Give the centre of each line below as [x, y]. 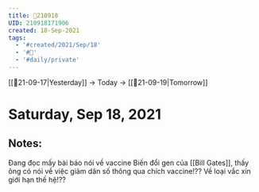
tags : [17, 38]
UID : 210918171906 [39, 23]
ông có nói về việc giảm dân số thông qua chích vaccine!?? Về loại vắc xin [130, 171]
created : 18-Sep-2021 [44, 30]
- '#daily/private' [48, 60]
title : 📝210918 [33, 15]
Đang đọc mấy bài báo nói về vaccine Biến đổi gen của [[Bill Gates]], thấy [129, 163]
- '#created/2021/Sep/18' [58, 45]
